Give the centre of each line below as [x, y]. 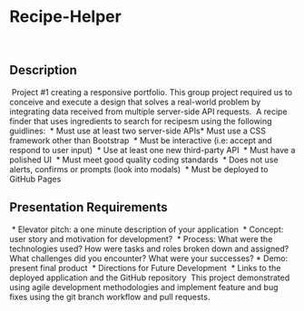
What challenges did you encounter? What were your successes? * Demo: [149, 258]
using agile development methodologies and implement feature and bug [144, 287]
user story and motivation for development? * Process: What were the [141, 238]
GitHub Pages [35, 179]
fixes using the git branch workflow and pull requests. [110, 296]
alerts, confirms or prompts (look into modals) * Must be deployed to [139, 169]
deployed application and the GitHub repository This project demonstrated [150, 277]
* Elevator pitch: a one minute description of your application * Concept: [147, 229]
